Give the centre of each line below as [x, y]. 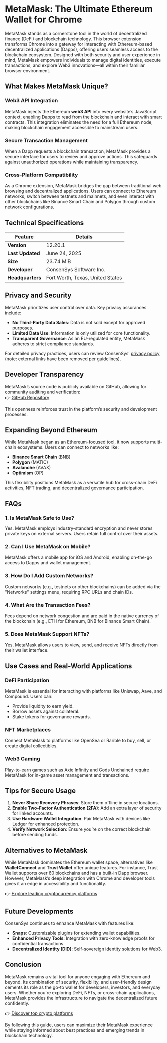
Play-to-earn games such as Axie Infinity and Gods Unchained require [77, 770]
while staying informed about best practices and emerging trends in [75, 1030]
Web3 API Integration [32, 101]
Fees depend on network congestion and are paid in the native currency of [82, 616]
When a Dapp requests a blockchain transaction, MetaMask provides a [78, 151]
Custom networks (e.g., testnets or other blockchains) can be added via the [83, 587]
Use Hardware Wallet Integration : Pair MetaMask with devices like [81, 819]
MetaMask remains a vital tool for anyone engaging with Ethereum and [78, 976]
